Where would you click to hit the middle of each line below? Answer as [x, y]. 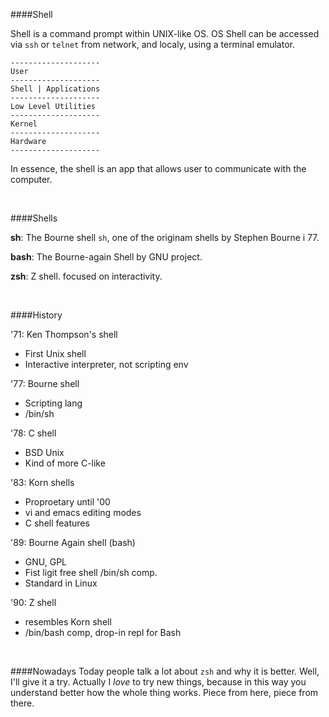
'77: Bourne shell [45, 383]
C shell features [57, 523]
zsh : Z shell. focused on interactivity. [86, 276]
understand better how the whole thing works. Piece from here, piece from [164, 692]
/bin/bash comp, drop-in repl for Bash [103, 632]
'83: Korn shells [42, 482]
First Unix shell [55, 353]
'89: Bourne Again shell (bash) [73, 542]
